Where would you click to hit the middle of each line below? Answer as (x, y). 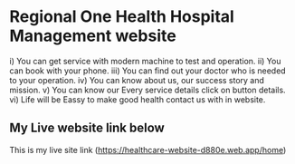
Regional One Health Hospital (122, 17)
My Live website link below (87, 128)
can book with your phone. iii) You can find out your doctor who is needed (148, 71)
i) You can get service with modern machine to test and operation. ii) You (145, 61)
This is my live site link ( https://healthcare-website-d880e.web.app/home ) (148, 150)
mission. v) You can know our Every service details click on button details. (148, 90)
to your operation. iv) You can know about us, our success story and (137, 80)
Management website (93, 36)
